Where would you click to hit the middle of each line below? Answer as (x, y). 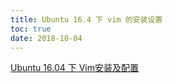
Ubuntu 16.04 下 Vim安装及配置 (74, 68)
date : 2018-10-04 (46, 38)
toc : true (31, 29)
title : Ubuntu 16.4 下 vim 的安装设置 (86, 19)
